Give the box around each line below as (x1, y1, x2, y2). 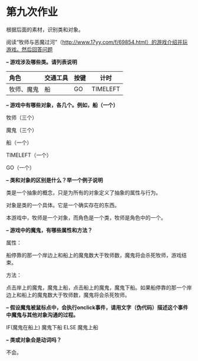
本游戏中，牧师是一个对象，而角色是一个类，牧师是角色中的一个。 (6, 214, 166, 221)
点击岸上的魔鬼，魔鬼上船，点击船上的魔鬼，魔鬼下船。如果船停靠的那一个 (6, 284, 187, 291)
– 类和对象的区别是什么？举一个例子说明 (6, 176, 103, 183)
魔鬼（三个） (6, 126, 37, 133)
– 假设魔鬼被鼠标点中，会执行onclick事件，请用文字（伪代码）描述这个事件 (6, 304, 189, 311)
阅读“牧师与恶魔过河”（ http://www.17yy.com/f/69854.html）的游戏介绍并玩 (6, 38, 188, 45)
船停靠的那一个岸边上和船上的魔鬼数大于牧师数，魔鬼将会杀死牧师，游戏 (6, 251, 181, 259)
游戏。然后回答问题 (6, 45, 53, 53)
